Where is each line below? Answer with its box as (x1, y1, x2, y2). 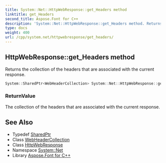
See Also (5, 118, 33, 126)
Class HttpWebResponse (12, 142, 63, 148)
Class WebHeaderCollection (12, 136, 70, 142)
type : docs (5, 26, 28, 31)
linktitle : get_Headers (5, 12, 54, 17)
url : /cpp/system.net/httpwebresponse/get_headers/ (5, 35, 114, 40)
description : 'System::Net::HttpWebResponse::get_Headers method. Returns (5, 21, 163, 26)
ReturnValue (5, 92, 36, 99)
